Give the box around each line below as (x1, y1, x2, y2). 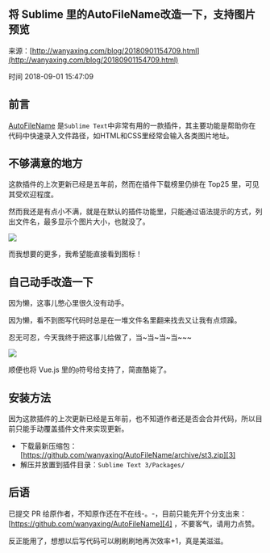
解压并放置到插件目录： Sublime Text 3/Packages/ (19, 460, 185, 470)
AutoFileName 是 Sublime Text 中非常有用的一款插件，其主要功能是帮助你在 (8, 120, 256, 130)
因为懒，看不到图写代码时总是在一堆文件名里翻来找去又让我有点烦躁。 (8, 315, 242, 325)
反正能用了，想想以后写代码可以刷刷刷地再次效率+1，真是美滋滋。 (8, 536, 228, 546)
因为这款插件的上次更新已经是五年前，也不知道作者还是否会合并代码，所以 (8, 414, 255, 424)
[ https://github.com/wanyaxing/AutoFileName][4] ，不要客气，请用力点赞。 (8, 518, 260, 528)
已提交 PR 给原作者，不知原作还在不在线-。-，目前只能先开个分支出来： (8, 509, 247, 518)
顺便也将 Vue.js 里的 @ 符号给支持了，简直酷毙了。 (8, 365, 171, 374)
